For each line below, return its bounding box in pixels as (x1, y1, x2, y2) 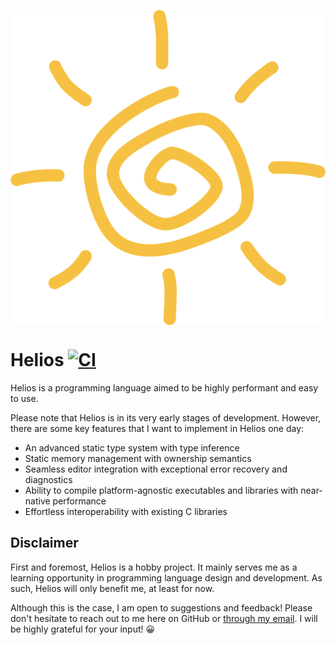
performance (52, 495, 107, 507)
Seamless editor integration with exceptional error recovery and (24, 463, 288, 475)
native (24, 495, 51, 507)
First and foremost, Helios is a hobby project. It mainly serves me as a (10, 561, 298, 573)
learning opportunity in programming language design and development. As (10, 571, 323, 584)
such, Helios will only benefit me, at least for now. (10, 582, 215, 594)
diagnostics (24, 473, 73, 485)
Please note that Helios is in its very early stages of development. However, (10, 411, 322, 424)
